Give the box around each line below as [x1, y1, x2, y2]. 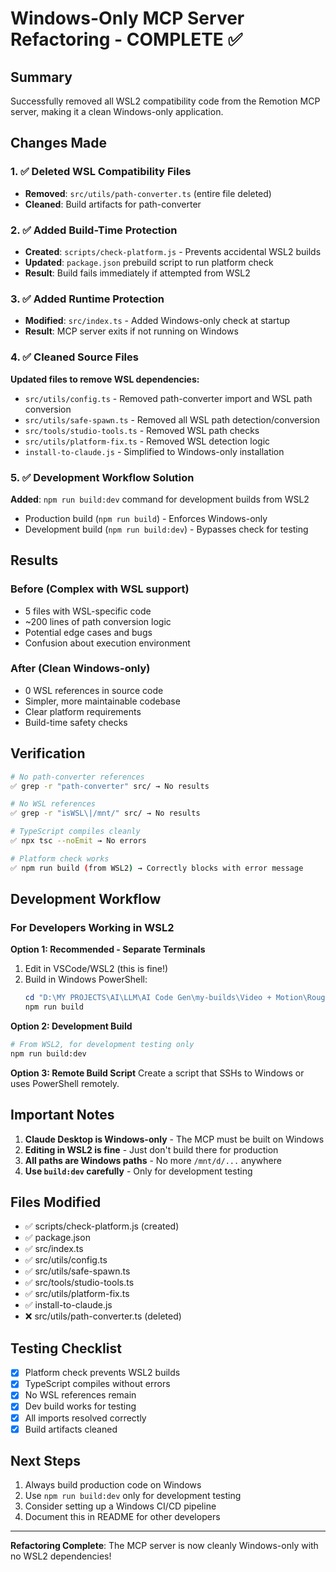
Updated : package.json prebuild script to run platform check [24, 256, 274, 268]
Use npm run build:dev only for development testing [24, 1490, 242, 1502]
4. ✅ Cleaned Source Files [10, 350, 139, 364]
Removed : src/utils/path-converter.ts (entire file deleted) [24, 187, 272, 199]
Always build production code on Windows [24, 1479, 202, 1491]
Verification [10, 745, 86, 762]
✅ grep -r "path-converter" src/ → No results [10, 781, 210, 791]
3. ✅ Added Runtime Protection [10, 292, 165, 306]
